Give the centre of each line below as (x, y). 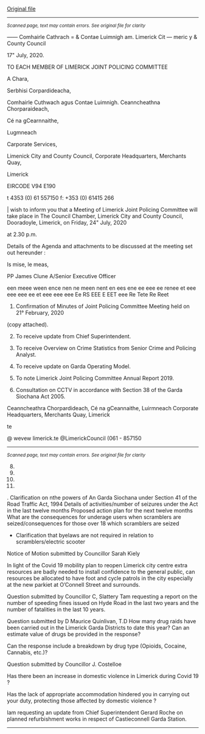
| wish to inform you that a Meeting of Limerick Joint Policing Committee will (102, 210)
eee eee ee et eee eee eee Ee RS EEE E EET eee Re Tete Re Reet (88, 294)
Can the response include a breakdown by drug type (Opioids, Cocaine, (97, 646)
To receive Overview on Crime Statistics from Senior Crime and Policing (106, 348)
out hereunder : (26, 253)
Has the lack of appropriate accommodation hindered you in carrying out (98, 694)
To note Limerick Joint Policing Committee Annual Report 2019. (95, 378)
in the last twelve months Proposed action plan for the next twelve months (100, 510)
